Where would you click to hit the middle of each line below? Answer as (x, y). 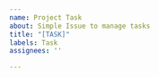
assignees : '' (36, 51)
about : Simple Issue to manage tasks (80, 26)
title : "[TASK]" (40, 34)
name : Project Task (46, 17)
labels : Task (34, 43)
